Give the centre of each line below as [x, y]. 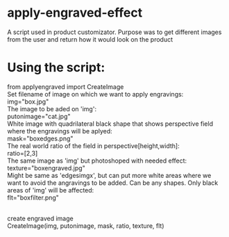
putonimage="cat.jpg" [39, 116]
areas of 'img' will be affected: [51, 190]
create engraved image [41, 218]
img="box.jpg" [28, 101]
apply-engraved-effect [75, 13]
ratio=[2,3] [23, 153]
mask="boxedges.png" [40, 138]
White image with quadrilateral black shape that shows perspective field [110, 124]
